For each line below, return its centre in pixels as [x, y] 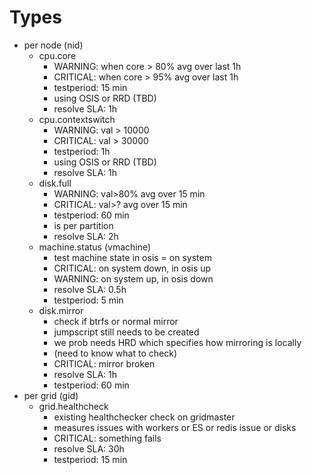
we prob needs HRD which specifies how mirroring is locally [177, 342]
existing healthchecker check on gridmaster [144, 417]
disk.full [55, 183]
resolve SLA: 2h [86, 236]
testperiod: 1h [82, 151]
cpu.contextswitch [77, 119]
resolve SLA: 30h [89, 448]
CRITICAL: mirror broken [104, 363]
